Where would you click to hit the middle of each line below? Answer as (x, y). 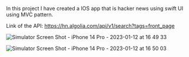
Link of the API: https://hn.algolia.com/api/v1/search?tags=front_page (90, 26)
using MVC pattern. (30, 15)
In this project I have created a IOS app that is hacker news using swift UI (95, 8)
